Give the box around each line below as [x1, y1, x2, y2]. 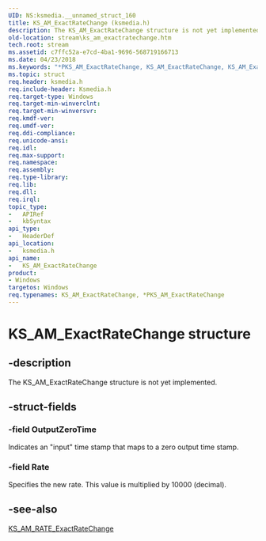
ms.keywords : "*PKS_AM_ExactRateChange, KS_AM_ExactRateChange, [8, 63, 225, 71]
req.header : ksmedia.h [8, 78, 83, 85]
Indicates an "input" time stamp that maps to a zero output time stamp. [8, 442, 239, 452]
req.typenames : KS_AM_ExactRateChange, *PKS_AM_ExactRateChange [8, 291, 225, 299]
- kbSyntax [8, 218, 51, 225]
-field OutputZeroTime [8, 424, 97, 435]
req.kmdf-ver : [8, 115, 55, 123]
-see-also [8, 503, 58, 516]
